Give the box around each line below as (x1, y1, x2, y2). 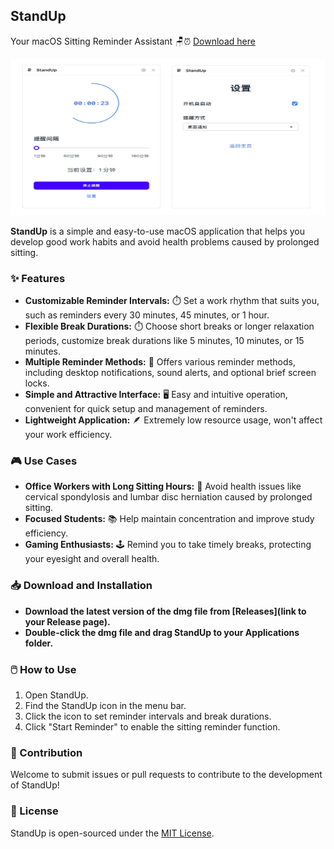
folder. (24, 637, 54, 649)
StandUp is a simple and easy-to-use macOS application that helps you (10, 225, 306, 237)
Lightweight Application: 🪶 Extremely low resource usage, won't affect (24, 414, 323, 426)
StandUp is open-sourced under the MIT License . (10, 827, 215, 839)
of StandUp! (10, 779, 60, 791)
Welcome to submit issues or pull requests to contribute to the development (10, 769, 323, 781)
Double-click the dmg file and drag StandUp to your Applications (24, 626, 300, 638)
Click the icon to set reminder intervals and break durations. (24, 710, 272, 722)
